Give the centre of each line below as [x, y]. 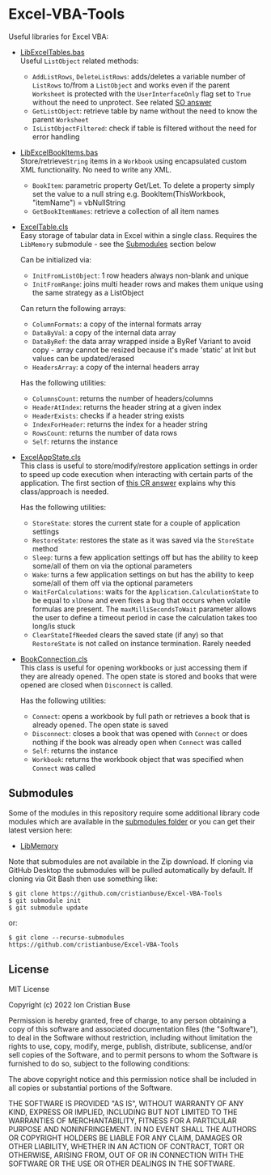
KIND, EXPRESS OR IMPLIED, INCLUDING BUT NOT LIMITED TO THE [123, 1112]
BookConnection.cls [54, 659]
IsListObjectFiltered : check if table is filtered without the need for [144, 128]
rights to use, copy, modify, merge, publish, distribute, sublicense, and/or [130, 1046]
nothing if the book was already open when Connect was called [137, 742]
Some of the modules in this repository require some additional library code [134, 813]
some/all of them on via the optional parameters [112, 566]
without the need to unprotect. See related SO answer [122, 102]
